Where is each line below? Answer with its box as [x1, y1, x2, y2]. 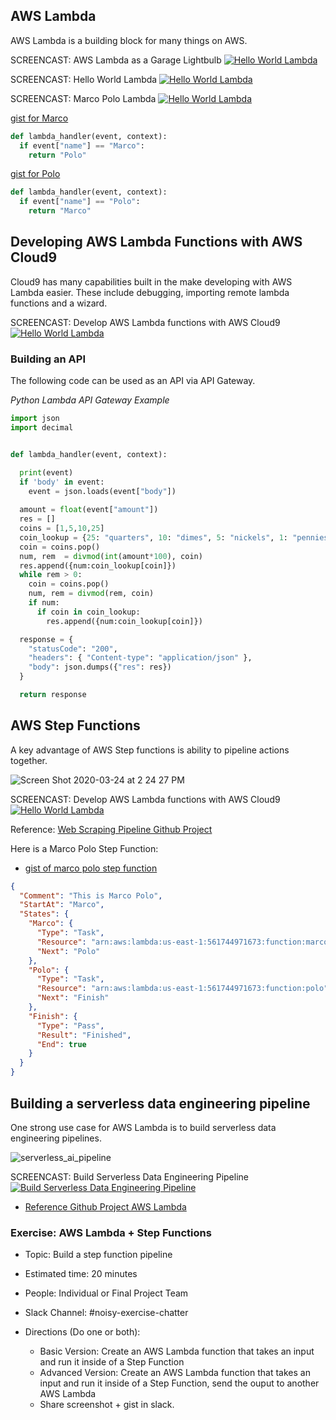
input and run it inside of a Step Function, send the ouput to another [39, 1377, 320, 1389]
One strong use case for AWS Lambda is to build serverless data [10, 1121, 277, 1133]
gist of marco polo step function [24, 862, 158, 874]
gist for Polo [10, 168, 61, 180]
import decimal [10, 423, 74, 433]
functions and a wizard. [10, 297, 108, 309]
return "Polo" [28, 150, 87, 160]
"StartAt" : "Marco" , [19, 900, 105, 910]
